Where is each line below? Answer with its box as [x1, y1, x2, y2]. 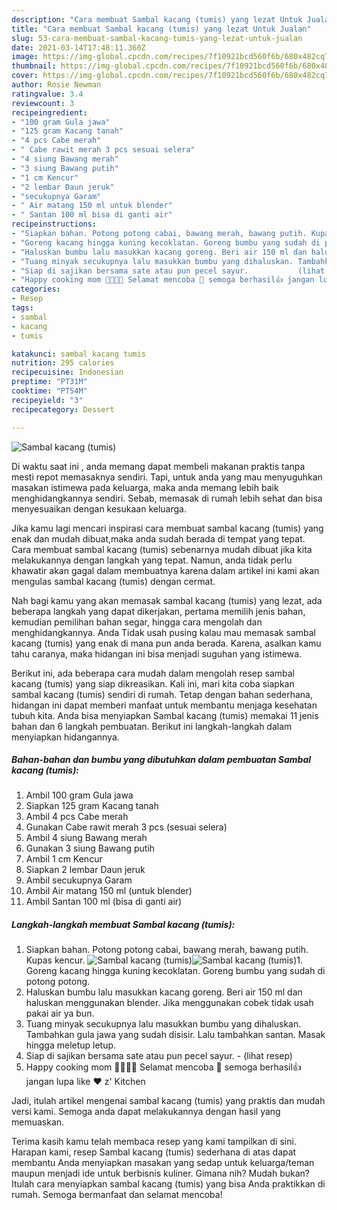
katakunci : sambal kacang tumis [11, 349, 146, 359]
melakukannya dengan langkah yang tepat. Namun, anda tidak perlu [11, 554, 293, 566]
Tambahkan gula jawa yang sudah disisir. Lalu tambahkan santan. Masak [25, 1029, 326, 1041]
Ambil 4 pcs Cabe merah [25, 811, 129, 823]
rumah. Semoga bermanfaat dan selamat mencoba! [11, 1189, 223, 1201]
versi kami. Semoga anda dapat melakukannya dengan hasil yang [11, 1106, 281, 1118]
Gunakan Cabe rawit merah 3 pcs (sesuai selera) [25, 821, 228, 833]
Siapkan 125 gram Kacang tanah [25, 800, 159, 812]
